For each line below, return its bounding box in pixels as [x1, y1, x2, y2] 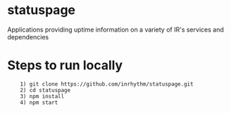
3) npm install [20, 93, 65, 100]
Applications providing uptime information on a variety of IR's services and [7, 25, 224, 34]
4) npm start [20, 99, 58, 106]
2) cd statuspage [20, 86, 71, 93]
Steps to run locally [7, 58, 123, 74]
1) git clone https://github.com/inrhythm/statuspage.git [20, 80, 194, 88]
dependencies [7, 32, 49, 41]
